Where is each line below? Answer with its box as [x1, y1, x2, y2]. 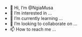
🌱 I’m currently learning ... [9, 15, 63, 21]
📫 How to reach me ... [9, 26, 56, 32]
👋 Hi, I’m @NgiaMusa [9, 5, 54, 10]
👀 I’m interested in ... [9, 10, 52, 16]
